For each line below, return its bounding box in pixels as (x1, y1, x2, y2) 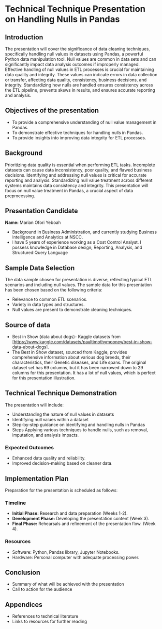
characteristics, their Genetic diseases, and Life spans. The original (12, 359, 147, 365)
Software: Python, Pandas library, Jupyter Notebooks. (12, 549, 120, 555)
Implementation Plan (5, 475, 69, 483)
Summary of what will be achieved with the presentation (12, 581, 124, 587)
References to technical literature (12, 613, 78, 619)
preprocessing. (5, 193, 35, 199)
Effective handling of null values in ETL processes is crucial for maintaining (5, 67, 154, 72)
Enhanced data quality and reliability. (12, 455, 86, 461)
